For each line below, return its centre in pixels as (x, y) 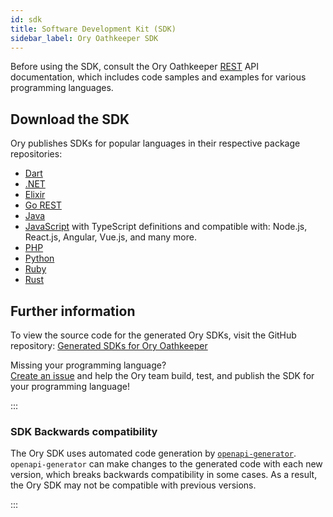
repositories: (36, 154)
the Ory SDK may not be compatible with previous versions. (133, 485)
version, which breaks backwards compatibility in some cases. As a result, (164, 475)
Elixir (35, 195)
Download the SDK (70, 119)
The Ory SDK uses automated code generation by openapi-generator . (153, 453)
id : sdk (26, 19)
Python (39, 258)
